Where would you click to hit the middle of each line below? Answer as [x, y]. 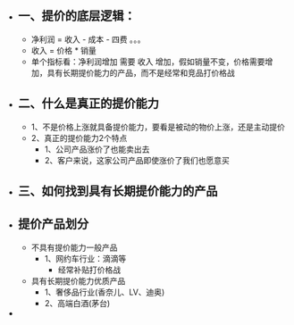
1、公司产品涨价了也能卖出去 [97, 149]
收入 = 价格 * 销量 [63, 50]
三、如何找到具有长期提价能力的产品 [118, 192]
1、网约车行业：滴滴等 [85, 258]
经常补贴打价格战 [89, 270]
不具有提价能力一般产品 [74, 247]
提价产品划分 [53, 225]
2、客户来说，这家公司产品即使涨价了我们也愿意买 [137, 160]
